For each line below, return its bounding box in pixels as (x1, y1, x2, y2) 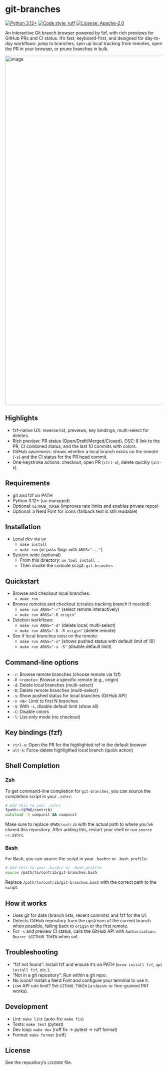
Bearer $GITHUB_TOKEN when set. (12, 933, 79, 939)
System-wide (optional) (12, 552, 61, 558)
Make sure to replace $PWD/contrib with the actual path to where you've (5, 821, 153, 827)
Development (5, 1002, 48, 1011)
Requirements (5, 479, 50, 488)
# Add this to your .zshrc (5, 803, 61, 808)
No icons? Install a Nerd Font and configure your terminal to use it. (12, 977, 149, 983)
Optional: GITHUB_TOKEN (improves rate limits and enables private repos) (12, 503, 159, 509)
